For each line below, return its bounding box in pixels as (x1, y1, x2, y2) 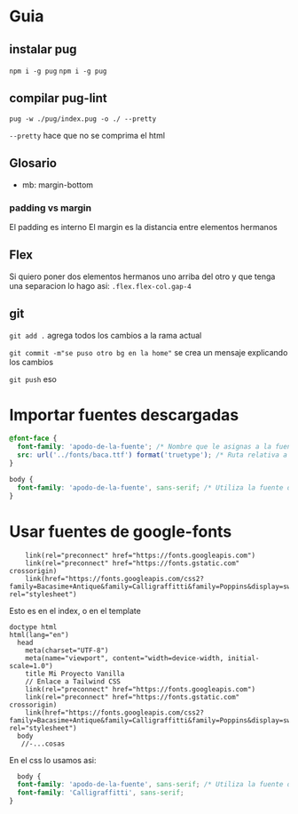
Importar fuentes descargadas (9, 404, 239, 425)
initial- (227, 653, 260, 663)
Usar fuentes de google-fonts (9, 522, 232, 541)
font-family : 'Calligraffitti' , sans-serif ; (17, 788, 184, 797)
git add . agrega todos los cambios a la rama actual (9, 330, 202, 340)
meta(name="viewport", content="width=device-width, (25, 653, 224, 663)
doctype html (9, 622, 58, 632)
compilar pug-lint (9, 91, 108, 106)
